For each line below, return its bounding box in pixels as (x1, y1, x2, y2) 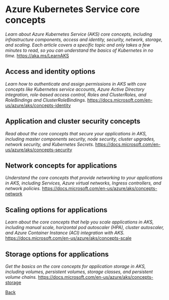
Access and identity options (5, 67, 96, 76)
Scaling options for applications (5, 205, 107, 214)
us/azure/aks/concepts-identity (5, 102, 71, 108)
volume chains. (5, 274, 37, 280)
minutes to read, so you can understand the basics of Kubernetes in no (5, 47, 154, 53)
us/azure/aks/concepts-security (5, 146, 72, 153)
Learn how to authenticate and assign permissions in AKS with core (5, 81, 147, 87)
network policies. (5, 185, 41, 192)
